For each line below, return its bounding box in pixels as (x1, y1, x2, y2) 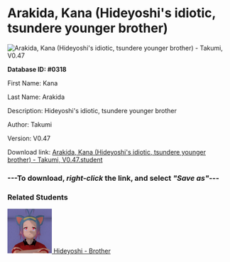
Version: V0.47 (7, 134, 51, 142)
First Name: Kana (7, 78, 58, 87)
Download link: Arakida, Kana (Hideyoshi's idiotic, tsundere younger (7, 147, 207, 156)
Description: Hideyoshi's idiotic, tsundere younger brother (7, 106, 177, 115)
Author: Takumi (7, 120, 52, 129)
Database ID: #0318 (7, 65, 67, 73)
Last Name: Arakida (7, 93, 65, 101)
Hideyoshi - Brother (53, 247, 111, 256)
